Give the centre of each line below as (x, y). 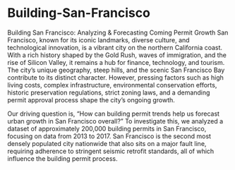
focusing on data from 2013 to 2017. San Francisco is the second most (109, 136)
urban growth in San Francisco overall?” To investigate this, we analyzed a (115, 121)
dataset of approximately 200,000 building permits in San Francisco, (107, 128)
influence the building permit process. (62, 158)
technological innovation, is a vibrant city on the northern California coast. (115, 47)
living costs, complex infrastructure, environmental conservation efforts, (112, 85)
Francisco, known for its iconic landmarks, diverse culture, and (98, 40)
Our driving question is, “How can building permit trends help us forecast (114, 114)
